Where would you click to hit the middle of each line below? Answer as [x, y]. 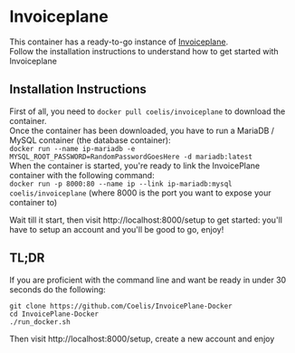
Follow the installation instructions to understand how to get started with [144, 51]
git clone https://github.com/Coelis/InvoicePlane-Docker [121, 306]
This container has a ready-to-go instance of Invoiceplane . [119, 42]
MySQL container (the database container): [90, 140]
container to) [33, 202]
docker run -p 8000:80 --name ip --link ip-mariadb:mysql [121, 184]
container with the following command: [82, 175]
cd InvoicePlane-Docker [54, 314]
